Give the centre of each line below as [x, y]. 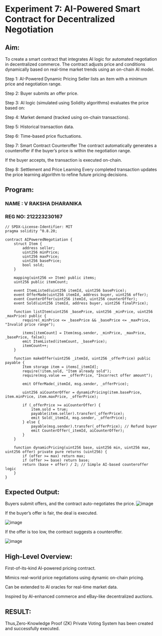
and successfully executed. [32, 629]
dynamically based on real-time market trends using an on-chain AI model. [80, 69]
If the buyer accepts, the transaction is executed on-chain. [64, 160]
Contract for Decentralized [60, 19]
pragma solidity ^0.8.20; [31, 231]
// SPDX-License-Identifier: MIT [39, 227]
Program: [19, 190]
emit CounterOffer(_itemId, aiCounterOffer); [78, 430]
